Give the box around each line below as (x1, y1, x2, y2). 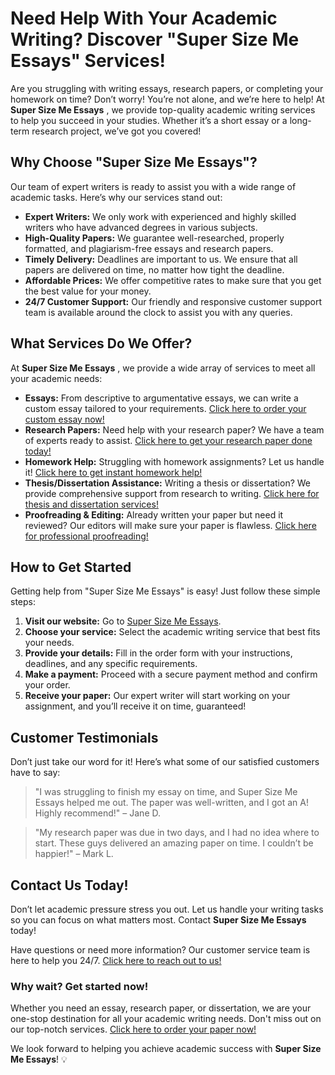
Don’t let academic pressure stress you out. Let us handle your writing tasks (10, 903, 324, 915)
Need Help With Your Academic (10, 7, 278, 30)
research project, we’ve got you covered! (31, 125, 202, 137)
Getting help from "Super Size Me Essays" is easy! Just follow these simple (10, 585, 321, 597)
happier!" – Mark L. (34, 848, 114, 860)
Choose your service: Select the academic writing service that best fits (24, 626, 321, 638)
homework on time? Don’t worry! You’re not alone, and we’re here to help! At (10, 93, 325, 105)
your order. (24, 679, 71, 691)
